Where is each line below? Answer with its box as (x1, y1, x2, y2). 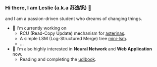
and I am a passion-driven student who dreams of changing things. (5, 16, 142, 22)
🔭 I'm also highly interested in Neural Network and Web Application (12, 46, 152, 52)
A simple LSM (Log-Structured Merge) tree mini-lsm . (19, 36, 128, 42)
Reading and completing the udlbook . (19, 56, 97, 62)
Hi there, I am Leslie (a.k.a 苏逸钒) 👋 (5, 4, 92, 11)
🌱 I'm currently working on (12, 25, 67, 31)
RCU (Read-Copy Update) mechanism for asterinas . (19, 30, 126, 36)
